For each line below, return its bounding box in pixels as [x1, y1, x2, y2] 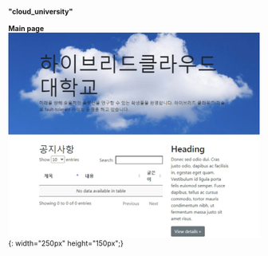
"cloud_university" [8, 7, 73, 16]
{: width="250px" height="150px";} [8, 238, 124, 248]
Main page [8, 24, 45, 33]
